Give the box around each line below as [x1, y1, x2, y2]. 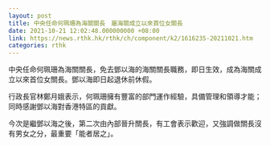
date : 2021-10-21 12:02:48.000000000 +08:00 [8, 26, 160, 34]
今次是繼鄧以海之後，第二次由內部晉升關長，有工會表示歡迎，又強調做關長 [8, 119, 255, 128]
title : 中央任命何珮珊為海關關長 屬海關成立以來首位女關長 [8, 19, 183, 27]
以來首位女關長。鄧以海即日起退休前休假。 [14, 75, 157, 84]
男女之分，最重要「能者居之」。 [14, 129, 118, 139]
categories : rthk [8, 42, 67, 50]
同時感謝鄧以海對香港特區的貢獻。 [8, 102, 121, 112]
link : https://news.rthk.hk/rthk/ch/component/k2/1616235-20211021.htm [8, 34, 253, 43]
